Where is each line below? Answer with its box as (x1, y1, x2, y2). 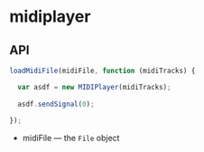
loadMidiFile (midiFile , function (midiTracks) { (9, 66, 196, 75)
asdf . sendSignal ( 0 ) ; (17, 100, 95, 109)
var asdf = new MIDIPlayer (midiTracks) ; (17, 82, 172, 91)
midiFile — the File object (22, 133, 120, 144)
